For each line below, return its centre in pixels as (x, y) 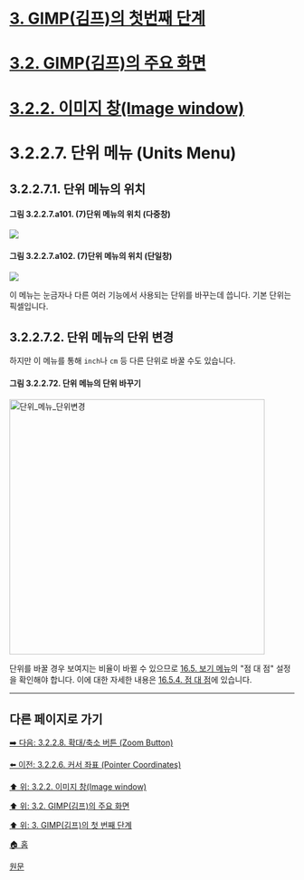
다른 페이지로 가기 (56, 719)
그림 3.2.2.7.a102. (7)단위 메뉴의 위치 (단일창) (91, 255)
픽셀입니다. (29, 306)
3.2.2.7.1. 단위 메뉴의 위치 (78, 190)
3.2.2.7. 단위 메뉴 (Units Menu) (123, 153)
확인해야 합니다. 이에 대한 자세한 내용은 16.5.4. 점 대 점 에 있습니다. (135, 679)
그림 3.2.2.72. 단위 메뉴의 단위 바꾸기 (76, 383)
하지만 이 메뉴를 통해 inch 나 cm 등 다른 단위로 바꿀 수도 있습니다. (123, 361)
